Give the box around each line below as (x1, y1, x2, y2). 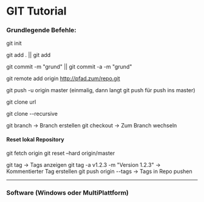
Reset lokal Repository (6, 136, 65, 143)
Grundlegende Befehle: (6, 26, 77, 35)
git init (6, 39, 22, 47)
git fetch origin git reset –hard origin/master (6, 149, 115, 157)
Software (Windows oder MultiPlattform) (6, 188, 129, 197)
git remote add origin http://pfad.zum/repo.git (6, 75, 120, 82)
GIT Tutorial (6, 4, 67, 18)
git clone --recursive (6, 110, 58, 118)
